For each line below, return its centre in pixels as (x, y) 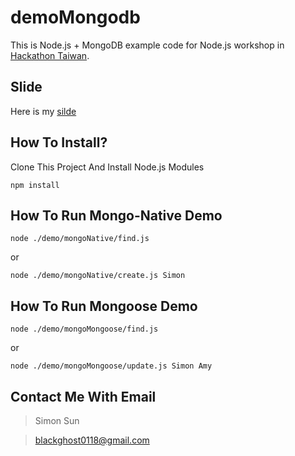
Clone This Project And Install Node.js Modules (107, 167)
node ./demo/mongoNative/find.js (80, 239)
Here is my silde (43, 111)
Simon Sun (57, 420)
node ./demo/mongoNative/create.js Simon (98, 276)
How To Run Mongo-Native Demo (116, 215)
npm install (35, 185)
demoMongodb (75, 17)
